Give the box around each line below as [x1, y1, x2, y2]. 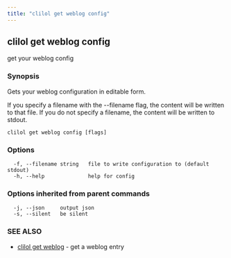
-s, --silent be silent [13, 211, 89, 218]
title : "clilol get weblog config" [7, 10, 110, 17]
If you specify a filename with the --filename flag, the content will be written [7, 101, 225, 109]
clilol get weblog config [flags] [7, 129, 108, 136]
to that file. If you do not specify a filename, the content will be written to [7, 108, 215, 117]
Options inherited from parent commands [7, 189, 151, 198]
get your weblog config [7, 54, 74, 62]
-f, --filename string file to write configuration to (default [13, 161, 209, 168]
